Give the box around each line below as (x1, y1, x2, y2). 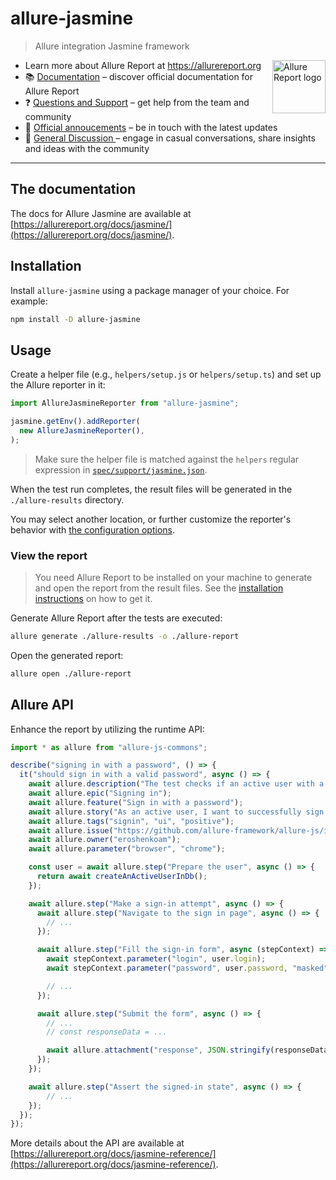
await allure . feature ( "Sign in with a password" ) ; (28, 797, 244, 807)
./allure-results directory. (10, 493, 125, 506)
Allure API (10, 697, 74, 714)
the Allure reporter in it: (10, 379, 106, 391)
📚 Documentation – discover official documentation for (24, 70, 254, 82)
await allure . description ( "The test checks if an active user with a (28, 779, 325, 789)
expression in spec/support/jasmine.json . (34, 463, 208, 476)
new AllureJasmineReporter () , (19, 426, 145, 436)
